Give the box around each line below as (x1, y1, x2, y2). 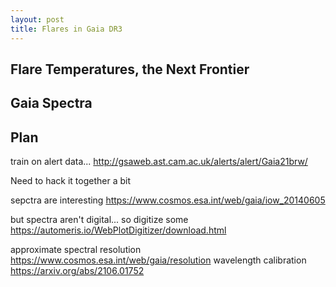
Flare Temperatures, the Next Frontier (10, 61, 250, 78)
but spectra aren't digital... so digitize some (10, 214, 189, 226)
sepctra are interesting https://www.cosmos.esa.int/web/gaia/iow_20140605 (10, 194, 326, 206)
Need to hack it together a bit (10, 175, 131, 187)
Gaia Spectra (10, 95, 93, 112)
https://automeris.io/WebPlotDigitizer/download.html (10, 224, 227, 236)
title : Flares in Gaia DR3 (10, 24, 123, 34)
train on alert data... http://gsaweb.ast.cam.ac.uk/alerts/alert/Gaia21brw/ (10, 156, 308, 168)
